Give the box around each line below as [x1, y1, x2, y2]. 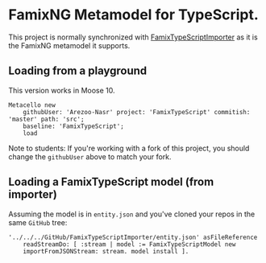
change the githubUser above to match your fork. [8, 151, 172, 162]
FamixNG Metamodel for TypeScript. [8, 6, 260, 24]
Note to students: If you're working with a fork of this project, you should [8, 143, 250, 153]
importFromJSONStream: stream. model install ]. [23, 247, 189, 255]
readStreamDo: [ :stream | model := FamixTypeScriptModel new [23, 240, 236, 249]
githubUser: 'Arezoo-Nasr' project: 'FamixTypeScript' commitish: [23, 108, 251, 116]
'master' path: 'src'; [8, 115, 85, 123]
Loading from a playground [8, 64, 148, 78]
